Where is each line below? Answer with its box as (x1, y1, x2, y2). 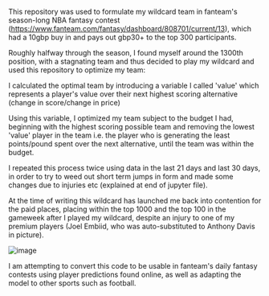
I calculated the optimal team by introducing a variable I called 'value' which (8, 80, 259, 90)
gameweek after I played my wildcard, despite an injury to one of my (8, 213, 235, 222)
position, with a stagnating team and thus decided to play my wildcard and (8, 56, 255, 66)
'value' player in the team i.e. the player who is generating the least (8, 130, 230, 140)
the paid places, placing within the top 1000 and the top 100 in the (8, 204, 226, 214)
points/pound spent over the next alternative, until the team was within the (8, 139, 255, 148)
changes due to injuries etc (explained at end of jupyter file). (8, 180, 208, 190)
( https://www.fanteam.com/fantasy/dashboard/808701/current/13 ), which (8, 24, 251, 33)
